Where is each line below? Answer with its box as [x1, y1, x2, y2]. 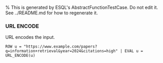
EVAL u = [125, 49, 144, 54]
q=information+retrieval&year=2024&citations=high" [5, 49, 118, 54]
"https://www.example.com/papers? [24, 44, 97, 49]
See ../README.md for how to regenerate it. [5, 10, 98, 16]
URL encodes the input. [5, 34, 55, 40]
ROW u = [5, 44, 22, 49]
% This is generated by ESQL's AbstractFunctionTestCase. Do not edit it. [5, 5, 158, 10]
